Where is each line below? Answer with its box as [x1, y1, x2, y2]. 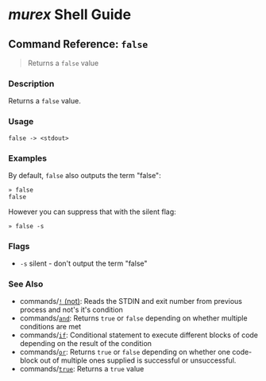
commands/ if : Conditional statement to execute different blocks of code [19, 330, 259, 340]
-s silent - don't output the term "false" [19, 259, 148, 268]
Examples [8, 153, 48, 164]
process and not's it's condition [19, 305, 123, 315]
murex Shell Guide [8, 6, 132, 24]
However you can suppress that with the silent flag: [8, 207, 176, 216]
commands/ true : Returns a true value [19, 364, 145, 374]
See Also [8, 278, 44, 290]
